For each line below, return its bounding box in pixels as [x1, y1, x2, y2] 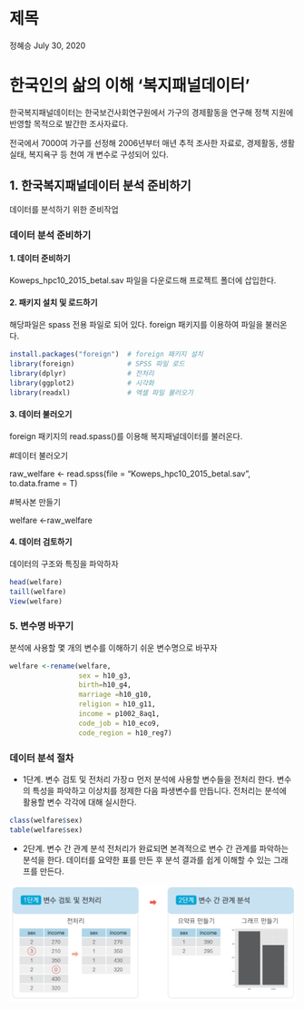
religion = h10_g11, [78, 700, 156, 709]
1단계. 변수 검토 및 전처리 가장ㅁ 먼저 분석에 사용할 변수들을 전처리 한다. [22, 774, 275, 785]
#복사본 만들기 [9, 496, 62, 507]
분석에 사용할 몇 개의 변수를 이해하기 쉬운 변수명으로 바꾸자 [9, 642, 218, 653]
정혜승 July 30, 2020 [9, 40, 86, 51]
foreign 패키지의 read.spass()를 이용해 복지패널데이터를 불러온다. [9, 430, 243, 441]
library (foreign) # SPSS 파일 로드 [9, 359, 185, 368]
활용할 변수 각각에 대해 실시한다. [22, 797, 137, 808]
